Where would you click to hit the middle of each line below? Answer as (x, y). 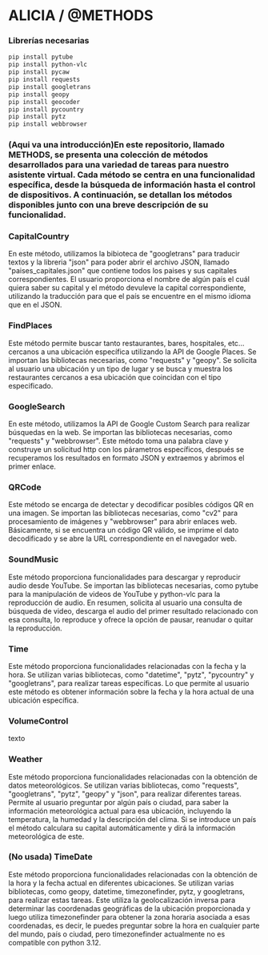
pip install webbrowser (48, 124)
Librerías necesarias (49, 41)
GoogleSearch (37, 406)
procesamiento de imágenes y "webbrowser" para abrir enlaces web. (123, 522)
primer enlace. (32, 466)
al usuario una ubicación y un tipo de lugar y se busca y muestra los (121, 369)
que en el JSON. (35, 305)
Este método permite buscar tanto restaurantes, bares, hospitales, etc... (126, 343)
